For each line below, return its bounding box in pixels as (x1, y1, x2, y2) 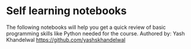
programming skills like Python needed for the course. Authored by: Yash (6, 30, 185, 37)
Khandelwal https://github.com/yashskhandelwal (6, 36, 126, 43)
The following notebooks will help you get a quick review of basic (6, 24, 166, 31)
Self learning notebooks (6, 4, 127, 18)
